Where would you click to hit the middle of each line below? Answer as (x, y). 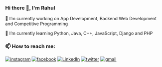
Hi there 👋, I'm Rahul (30, 8)
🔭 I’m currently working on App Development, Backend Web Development (81, 19)
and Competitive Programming (37, 24)
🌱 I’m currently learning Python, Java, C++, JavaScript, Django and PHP (79, 33)
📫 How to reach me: (30, 46)
